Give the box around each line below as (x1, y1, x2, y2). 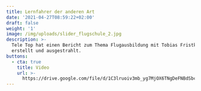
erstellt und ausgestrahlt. (11, 48, 82, 54)
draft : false (6, 20, 39, 26)
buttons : (6, 53, 28, 59)
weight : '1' (6, 25, 36, 32)
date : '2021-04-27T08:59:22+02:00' (6, 14, 95, 20)
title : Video (17, 64, 50, 71)
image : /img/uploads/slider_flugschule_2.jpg (6, 31, 121, 37)
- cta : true (11, 59, 42, 65)
